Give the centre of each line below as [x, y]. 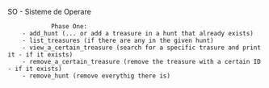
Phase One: [69, 27]
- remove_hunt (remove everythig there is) [97, 76]
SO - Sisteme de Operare [50, 12]
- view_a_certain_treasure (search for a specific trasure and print [142, 48]
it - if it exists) [40, 55]
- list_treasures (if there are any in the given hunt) [118, 40]
